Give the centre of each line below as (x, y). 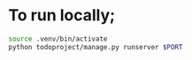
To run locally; (62, 15)
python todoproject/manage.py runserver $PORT (96, 47)
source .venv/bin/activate (58, 39)
